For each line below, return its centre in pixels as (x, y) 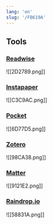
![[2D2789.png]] (26, 72)
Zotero (16, 144)
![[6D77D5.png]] (26, 129)
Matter (16, 173)
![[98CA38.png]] (26, 158)
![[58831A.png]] (25, 214)
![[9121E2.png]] (24, 186)
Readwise (21, 59)
